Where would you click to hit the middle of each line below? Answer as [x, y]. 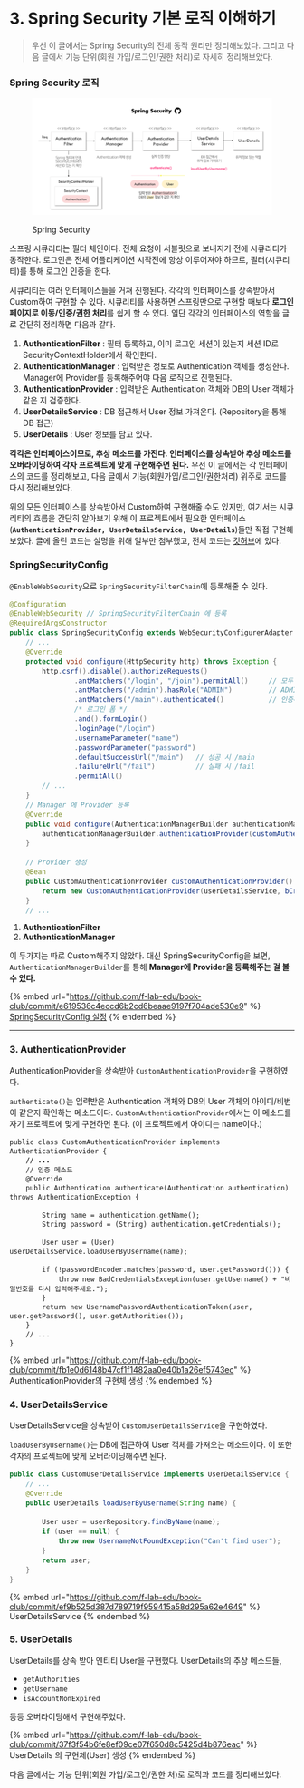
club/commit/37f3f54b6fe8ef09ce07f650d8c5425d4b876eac [125, 1744]
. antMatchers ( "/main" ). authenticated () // [176, 700]
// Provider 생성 [57, 862]
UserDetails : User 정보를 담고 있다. [87, 434]
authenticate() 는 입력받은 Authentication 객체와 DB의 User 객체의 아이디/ [143, 1101]
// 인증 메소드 [49, 1170]
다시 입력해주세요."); [73, 1288]
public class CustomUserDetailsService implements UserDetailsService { [149, 1474]
